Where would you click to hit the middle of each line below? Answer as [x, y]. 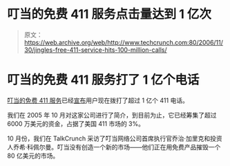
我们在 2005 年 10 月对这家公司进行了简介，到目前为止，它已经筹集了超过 [112, 115]
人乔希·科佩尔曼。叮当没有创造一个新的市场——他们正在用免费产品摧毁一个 [114, 147]
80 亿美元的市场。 [33, 156]
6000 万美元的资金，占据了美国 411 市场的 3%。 [76, 123]
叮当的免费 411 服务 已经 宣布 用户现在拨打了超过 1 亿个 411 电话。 [98, 100]
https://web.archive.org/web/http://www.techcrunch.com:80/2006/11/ [123, 42]
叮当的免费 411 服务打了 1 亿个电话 [103, 80]
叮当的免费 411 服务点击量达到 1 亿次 [109, 14]
